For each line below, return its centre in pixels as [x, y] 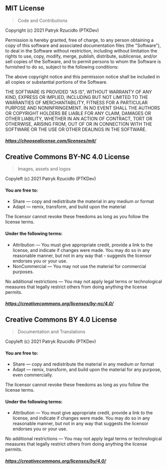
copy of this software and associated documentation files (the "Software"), [83, 45]
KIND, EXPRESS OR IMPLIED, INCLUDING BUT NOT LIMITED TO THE [77, 97]
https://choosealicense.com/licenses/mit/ [51, 141]
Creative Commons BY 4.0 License [61, 319]
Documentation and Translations [51, 332]
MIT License [25, 8]
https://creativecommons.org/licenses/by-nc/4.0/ [60, 304]
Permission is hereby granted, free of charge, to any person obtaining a [79, 40]
